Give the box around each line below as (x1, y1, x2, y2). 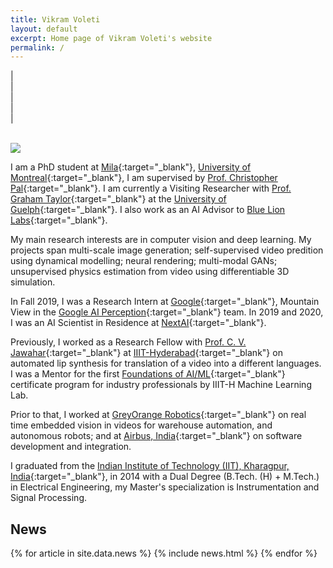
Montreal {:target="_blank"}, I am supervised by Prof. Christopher (10, 172, 278, 184)
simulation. (10, 276, 56, 288)
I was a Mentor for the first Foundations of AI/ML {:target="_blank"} (10, 368, 286, 380)
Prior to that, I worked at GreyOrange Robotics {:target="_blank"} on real (10, 409, 307, 421)
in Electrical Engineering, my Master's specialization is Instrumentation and (10, 481, 320, 493)
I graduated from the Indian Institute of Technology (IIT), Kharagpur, (10, 460, 290, 472)
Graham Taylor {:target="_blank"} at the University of (10, 193, 227, 205)
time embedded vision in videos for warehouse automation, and (10, 419, 273, 431)
